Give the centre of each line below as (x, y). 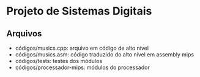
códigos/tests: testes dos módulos (59, 61)
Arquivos (24, 34)
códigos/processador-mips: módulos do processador (82, 67)
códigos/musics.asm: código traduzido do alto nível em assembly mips (105, 55)
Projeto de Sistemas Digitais (79, 11)
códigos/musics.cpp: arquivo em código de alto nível (82, 48)
